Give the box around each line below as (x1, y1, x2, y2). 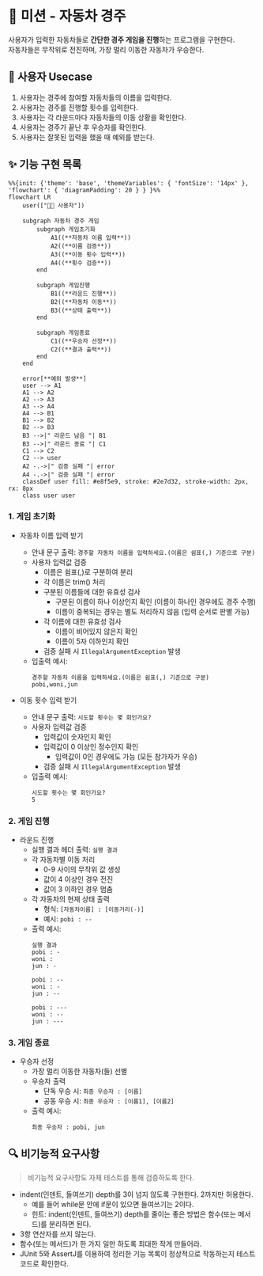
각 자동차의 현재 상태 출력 (31, 894, 111, 904)
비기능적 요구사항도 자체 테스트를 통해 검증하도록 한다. (27, 1173, 195, 1183)
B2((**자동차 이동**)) (50, 298, 117, 306)
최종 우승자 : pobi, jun (31, 1123, 105, 1132)
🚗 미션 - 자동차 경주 (8, 7, 126, 25)
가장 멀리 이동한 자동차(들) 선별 (31, 1066, 128, 1077)
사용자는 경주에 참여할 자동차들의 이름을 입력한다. (19, 93, 172, 102)
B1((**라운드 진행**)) (50, 290, 117, 298)
